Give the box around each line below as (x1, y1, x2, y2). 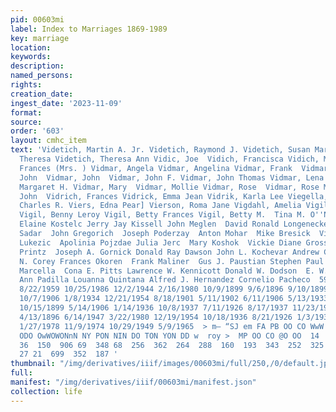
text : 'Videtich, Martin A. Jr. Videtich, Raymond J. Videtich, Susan (10, 145, 311, 155)
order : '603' (10, 126, 65, 136)
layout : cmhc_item (10, 136, 87, 146)
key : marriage (10, 33, 70, 43)
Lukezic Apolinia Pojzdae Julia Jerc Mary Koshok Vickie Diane (19, 237, 302, 248)
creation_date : (10, 89, 74, 99)
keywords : (10, 52, 52, 62)
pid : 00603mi (10, 14, 65, 25)
